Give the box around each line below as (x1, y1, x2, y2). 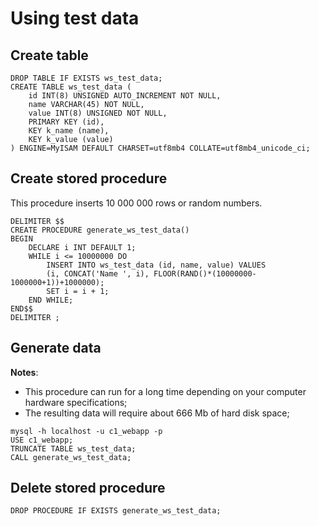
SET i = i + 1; (46, 286, 110, 296)
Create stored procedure (10, 170, 168, 187)
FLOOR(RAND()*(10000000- (153, 268, 257, 279)
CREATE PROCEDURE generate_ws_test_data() (10, 225, 190, 235)
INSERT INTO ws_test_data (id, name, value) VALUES (46, 260, 267, 270)
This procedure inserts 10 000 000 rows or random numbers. (10, 197, 263, 209)
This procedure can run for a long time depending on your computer (24, 385, 307, 397)
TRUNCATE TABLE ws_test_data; (10, 443, 137, 454)
